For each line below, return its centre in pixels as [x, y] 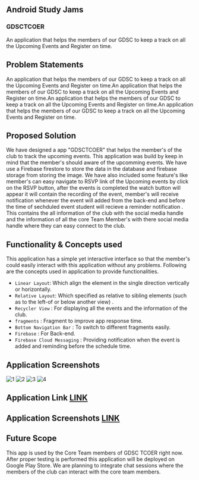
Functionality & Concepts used [64, 244]
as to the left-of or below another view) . [64, 302]
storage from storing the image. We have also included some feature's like [97, 175]
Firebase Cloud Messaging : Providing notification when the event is [97, 340]
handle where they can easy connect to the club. [66, 226]
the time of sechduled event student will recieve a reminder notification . [95, 207]
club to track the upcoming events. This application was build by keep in [94, 156]
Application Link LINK [47, 398]
